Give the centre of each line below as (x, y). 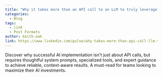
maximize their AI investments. (36, 70)
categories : (17, 14)
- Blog (16, 18)
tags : (10, 23)
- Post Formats (25, 32)
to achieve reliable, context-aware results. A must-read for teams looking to (81, 65)
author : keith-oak (24, 37)
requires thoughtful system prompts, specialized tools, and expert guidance (81, 60)
